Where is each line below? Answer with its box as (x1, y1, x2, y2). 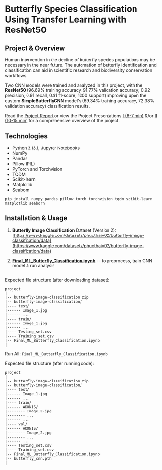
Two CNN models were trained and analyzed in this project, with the (5, 82, 143, 88)
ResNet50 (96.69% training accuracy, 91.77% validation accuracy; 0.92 (5, 88, 151, 93)
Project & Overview (5, 44, 65, 52)
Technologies (5, 132, 48, 141)
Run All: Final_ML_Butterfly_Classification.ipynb (5, 351, 108, 357)
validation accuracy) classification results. (5, 103, 90, 109)
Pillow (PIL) (12, 161, 35, 167)
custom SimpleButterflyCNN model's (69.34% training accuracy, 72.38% (5, 98, 155, 104)
